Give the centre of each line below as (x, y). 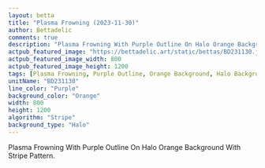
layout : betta (32, 15)
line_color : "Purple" (44, 88)
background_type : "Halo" (49, 125)
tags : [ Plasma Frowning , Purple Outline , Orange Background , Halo (119, 74)
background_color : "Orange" (54, 96)
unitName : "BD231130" (44, 81)
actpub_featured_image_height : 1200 (68, 67)
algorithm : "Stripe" (42, 118)
